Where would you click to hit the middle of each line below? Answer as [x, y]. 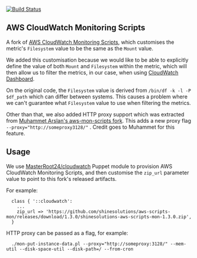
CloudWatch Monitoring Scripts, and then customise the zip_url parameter [98, 173]
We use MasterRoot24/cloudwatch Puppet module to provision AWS [89, 166]
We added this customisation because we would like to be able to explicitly [97, 60]
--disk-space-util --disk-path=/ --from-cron [76, 249]
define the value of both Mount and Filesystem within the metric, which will [97, 66]
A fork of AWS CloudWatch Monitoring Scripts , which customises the [90, 42]
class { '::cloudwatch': [42, 201]
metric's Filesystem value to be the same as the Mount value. [80, 48]
